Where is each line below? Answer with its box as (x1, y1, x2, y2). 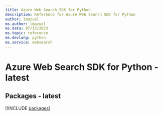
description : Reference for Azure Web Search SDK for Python (5, 12, 136, 17)
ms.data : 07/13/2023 (5, 26, 49, 31)
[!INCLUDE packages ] (5, 105, 51, 111)
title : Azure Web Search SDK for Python (5, 7, 91, 12)
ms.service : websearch (5, 40, 53, 45)
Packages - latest (5, 92, 61, 100)
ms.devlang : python (5, 35, 46, 40)
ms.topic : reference (5, 30, 49, 35)
